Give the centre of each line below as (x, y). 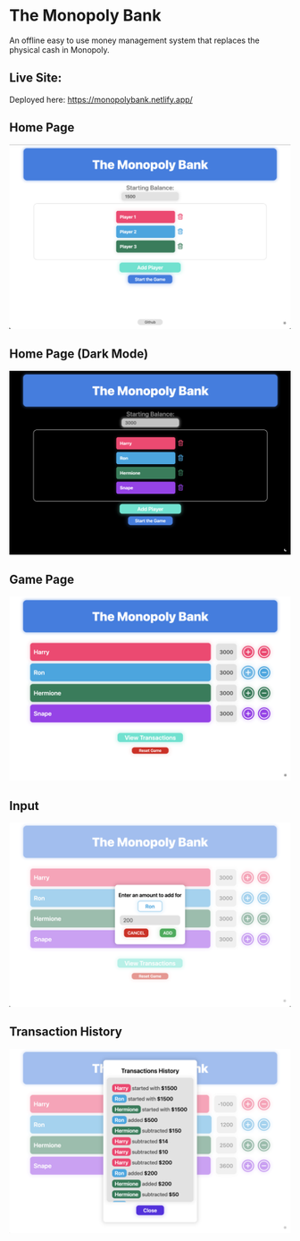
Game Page (42, 580)
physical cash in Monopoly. (59, 49)
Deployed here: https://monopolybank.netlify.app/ (101, 99)
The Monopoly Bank (85, 16)
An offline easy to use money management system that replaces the (135, 40)
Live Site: (36, 78)
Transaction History (66, 1032)
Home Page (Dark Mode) (79, 354)
